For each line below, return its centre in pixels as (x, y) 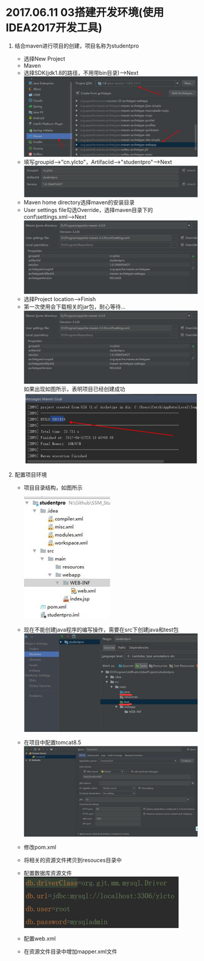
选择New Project (44, 59)
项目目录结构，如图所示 (53, 488)
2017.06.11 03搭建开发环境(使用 (85, 12)
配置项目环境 (30, 474)
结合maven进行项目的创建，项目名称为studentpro (77, 46)
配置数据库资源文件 (48, 873)
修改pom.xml (40, 847)
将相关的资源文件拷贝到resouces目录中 (73, 860)
